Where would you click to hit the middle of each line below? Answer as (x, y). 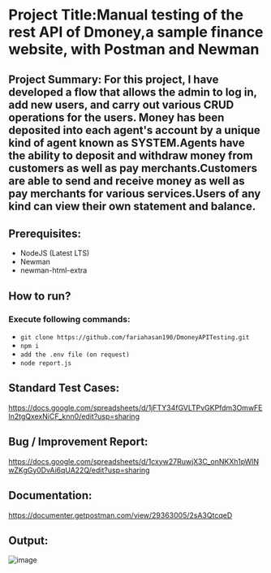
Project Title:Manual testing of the (126, 15)
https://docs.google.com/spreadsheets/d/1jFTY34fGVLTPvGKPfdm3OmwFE (135, 407)
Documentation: (50, 495)
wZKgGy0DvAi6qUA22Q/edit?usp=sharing (79, 470)
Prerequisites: (45, 233)
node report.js (46, 364)
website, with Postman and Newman (134, 50)
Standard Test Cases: (64, 388)
